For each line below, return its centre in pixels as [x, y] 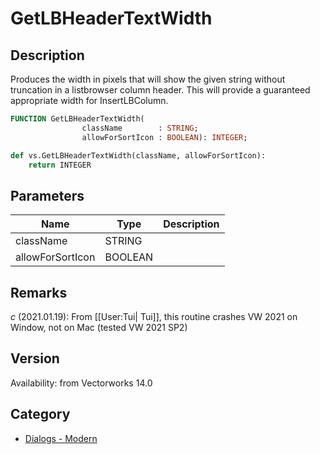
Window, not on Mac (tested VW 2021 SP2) [99, 327]
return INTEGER [60, 165]
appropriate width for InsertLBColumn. [89, 100]
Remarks [39, 292]
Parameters [47, 195]
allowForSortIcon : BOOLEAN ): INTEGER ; [164, 137]
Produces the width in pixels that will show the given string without [148, 79]
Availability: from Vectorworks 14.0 [81, 383]
